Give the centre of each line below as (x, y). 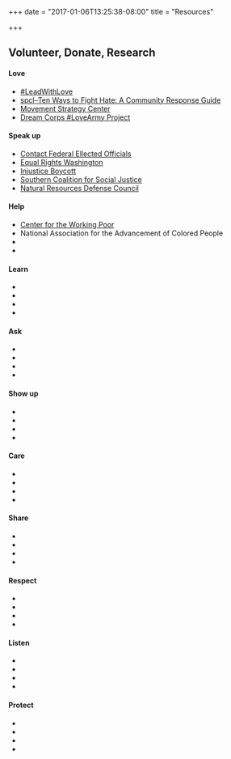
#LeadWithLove (46, 91)
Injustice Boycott (48, 171)
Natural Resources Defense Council (79, 188)
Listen (19, 642)
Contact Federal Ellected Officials (76, 154)
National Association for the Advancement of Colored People (122, 233)
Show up (23, 393)
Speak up (25, 136)
